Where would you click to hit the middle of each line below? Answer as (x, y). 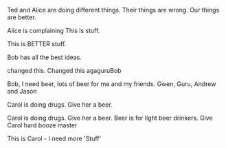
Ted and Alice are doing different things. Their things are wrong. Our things (113, 10)
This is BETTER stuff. (37, 44)
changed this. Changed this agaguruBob (64, 71)
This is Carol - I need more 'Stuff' (54, 138)
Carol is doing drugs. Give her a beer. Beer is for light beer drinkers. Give (110, 118)
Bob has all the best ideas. (45, 57)
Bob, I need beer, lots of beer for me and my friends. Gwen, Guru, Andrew (112, 84)
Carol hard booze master (42, 125)
